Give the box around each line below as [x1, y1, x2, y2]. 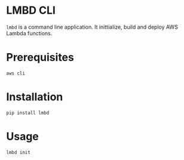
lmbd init [6, 149, 31, 155]
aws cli [6, 70, 26, 76]
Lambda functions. [6, 29, 53, 36]
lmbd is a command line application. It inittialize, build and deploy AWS [6, 23, 178, 30]
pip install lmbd [6, 110, 50, 116]
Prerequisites [6, 51, 75, 64]
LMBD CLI [6, 4, 56, 17]
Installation [6, 90, 63, 104]
